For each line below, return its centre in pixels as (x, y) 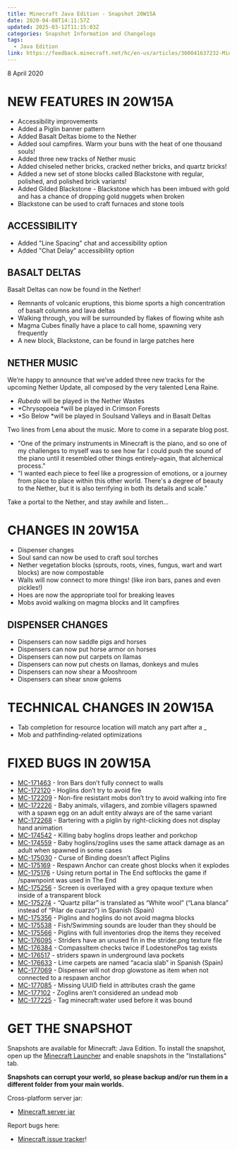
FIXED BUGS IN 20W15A (79, 763)
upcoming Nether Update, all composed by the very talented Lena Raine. (113, 387)
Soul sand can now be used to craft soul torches (88, 557)
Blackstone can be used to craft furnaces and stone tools (101, 204)
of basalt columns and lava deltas (66, 310)
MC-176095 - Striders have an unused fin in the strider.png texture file (120, 940)
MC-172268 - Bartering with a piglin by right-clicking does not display (119, 820)
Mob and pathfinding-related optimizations (80, 734)
